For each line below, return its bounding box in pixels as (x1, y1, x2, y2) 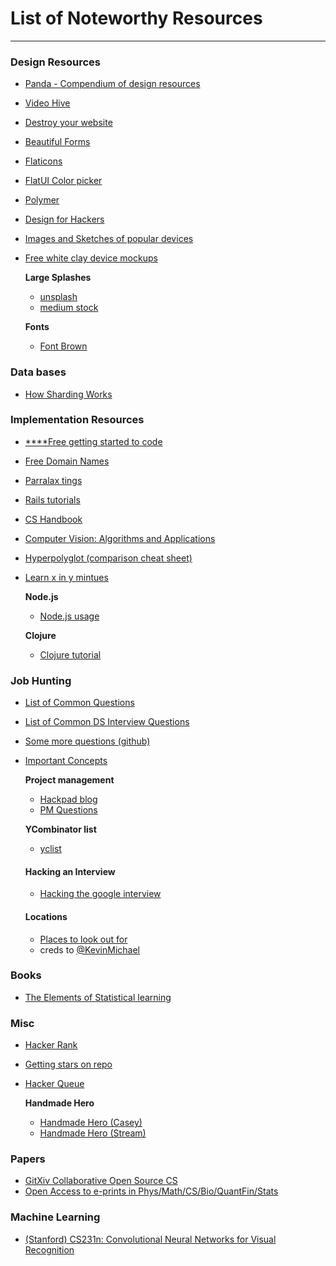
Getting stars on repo (24, 1058, 113, 1071)
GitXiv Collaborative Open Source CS (24, 1175, 178, 1187)
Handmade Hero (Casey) (39, 1117, 143, 1129)
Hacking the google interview (39, 888, 162, 900)
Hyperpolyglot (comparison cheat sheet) (24, 552, 193, 564)
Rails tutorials (24, 493, 81, 506)
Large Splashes (24, 272, 92, 284)
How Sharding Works (24, 388, 113, 400)
